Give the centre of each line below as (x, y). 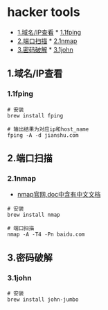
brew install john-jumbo (43, 300)
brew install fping (35, 115)
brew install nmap (34, 215)
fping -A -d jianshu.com (43, 135)
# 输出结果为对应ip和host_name (48, 129)
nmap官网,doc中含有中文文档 (59, 195)
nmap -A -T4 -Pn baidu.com (46, 235)
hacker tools (44, 12)
